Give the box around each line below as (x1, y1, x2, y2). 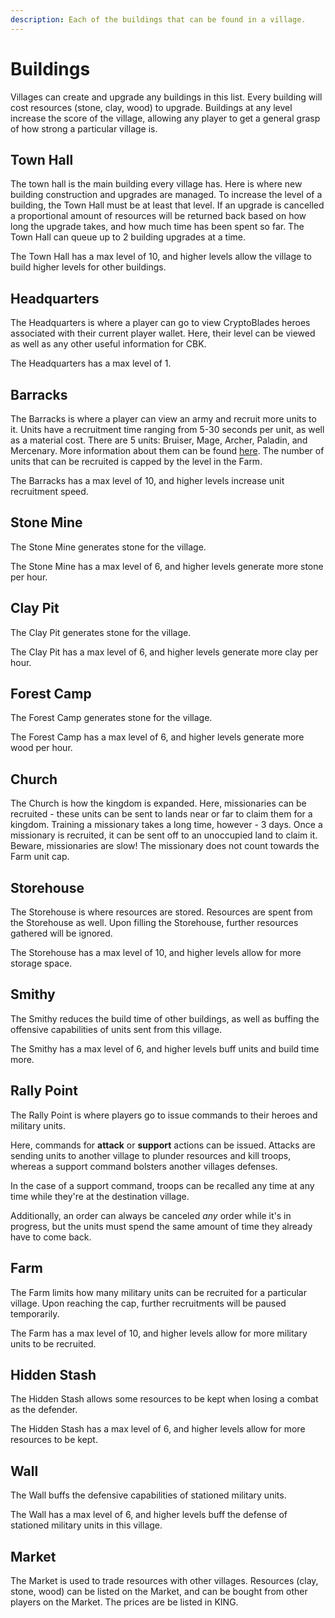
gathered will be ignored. (10, 927, 113, 940)
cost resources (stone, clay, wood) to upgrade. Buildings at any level (10, 101, 293, 113)
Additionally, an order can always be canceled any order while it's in (10, 1209, 292, 1221)
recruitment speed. (10, 486, 89, 497)
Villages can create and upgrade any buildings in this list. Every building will (10, 91, 323, 103)
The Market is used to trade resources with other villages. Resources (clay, (10, 1574, 319, 1586)
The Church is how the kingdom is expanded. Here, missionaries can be (10, 797, 307, 810)
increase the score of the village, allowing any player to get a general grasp (10, 112, 321, 124)
